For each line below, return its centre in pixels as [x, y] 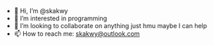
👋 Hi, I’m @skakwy [41, 11]
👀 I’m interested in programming [61, 18]
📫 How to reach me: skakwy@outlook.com [77, 34]
